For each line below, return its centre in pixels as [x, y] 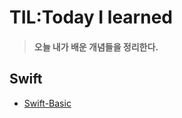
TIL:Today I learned [91, 17]
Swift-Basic [47, 103]
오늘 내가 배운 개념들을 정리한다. [96, 47]
